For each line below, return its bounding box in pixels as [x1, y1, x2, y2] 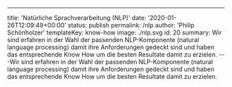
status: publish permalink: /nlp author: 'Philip [68, 21, 195, 29]
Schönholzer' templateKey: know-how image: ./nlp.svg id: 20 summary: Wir [7, 28, 222, 37]
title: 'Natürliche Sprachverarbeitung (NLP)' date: [7, 14, 146, 21]
